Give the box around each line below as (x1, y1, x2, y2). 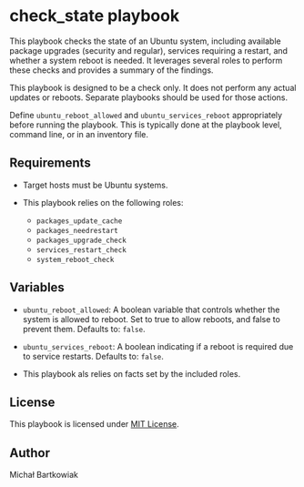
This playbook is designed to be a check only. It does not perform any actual (9, 82, 297, 93)
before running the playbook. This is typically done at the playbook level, (9, 119, 282, 130)
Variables (9, 279, 66, 296)
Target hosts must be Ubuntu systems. (22, 179, 168, 190)
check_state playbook (9, 5, 180, 26)
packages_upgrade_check (35, 236, 127, 245)
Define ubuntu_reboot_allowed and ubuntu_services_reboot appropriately (9, 109, 283, 120)
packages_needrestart (35, 226, 118, 235)
